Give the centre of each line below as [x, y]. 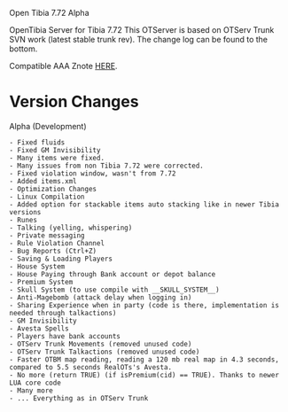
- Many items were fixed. [57, 158]
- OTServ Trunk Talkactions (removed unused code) [105, 352]
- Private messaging [47, 235]
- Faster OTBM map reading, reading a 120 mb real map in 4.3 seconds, [144, 359]
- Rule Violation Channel [57, 243]
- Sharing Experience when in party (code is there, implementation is [144, 305]
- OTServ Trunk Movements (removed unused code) [101, 344]
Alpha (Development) [48, 126]
